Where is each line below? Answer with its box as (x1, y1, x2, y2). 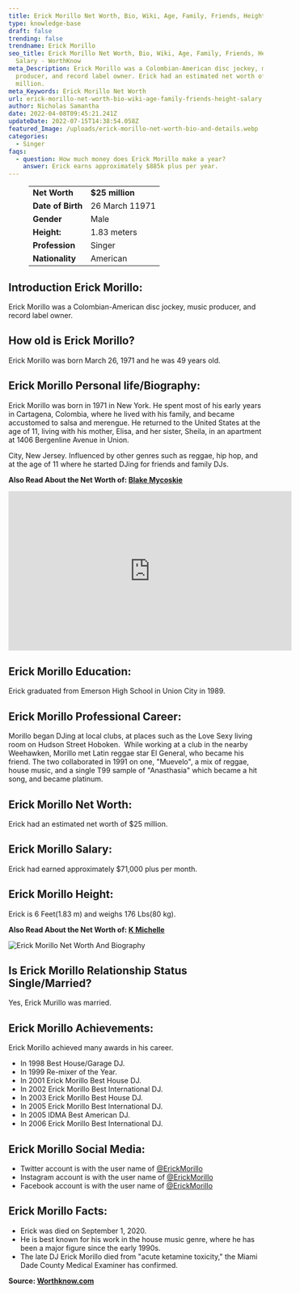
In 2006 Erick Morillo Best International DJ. (19, 1119, 163, 1129)
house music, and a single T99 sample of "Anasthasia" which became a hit (8, 766, 257, 776)
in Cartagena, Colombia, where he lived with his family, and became (8, 409, 235, 419)
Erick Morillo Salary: (8, 843, 112, 857)
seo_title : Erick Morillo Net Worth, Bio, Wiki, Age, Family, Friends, (8, 49, 255, 57)
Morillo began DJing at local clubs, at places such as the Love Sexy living (8, 731, 253, 741)
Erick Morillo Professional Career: (8, 709, 182, 723)
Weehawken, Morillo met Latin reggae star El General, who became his (8, 748, 244, 758)
